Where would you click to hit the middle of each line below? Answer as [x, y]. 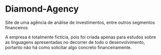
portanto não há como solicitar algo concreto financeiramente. [68, 47]
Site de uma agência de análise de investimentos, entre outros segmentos [80, 22]
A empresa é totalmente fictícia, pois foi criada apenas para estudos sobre [80, 37]
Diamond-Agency [42, 9]
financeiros [16, 27]
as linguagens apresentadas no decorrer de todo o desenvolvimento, [75, 42]
